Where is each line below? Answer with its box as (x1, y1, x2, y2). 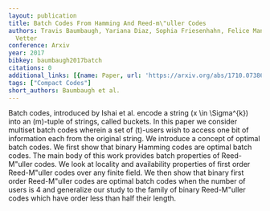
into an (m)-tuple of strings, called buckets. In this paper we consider (8, 117, 238, 127)
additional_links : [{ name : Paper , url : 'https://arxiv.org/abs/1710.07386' (8, 71, 268, 79)
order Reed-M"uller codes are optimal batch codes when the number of (8, 177, 247, 186)
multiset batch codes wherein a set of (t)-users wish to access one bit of (8, 125, 249, 135)
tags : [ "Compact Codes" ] (8, 79, 92, 87)
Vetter (15, 34, 38, 43)
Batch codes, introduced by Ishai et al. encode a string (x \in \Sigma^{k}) (8, 108, 249, 118)
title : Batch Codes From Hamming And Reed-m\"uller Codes (8, 19, 207, 27)
